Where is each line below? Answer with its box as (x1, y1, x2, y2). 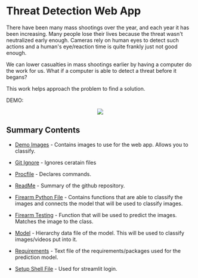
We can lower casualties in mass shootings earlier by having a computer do (6, 61, 192, 68)
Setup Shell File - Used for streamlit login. (14, 265, 117, 272)
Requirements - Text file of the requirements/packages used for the (14, 247, 181, 254)
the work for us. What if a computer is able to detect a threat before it (6, 67, 177, 74)
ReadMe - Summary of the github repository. (14, 182, 125, 189)
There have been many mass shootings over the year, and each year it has (6, 24, 190, 31)
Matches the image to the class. (14, 218, 94, 225)
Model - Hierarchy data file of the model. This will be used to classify (14, 229, 185, 236)
